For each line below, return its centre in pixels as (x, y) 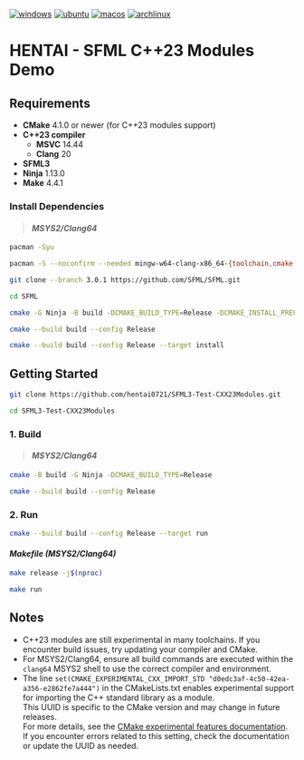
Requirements (50, 103)
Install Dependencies (57, 206)
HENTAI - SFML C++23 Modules (132, 51)
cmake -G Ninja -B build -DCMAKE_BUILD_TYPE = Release (111, 313)
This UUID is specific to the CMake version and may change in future (151, 706)
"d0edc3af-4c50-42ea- (249, 679)
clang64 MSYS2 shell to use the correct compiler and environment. (147, 668)
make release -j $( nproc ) (56, 573)
